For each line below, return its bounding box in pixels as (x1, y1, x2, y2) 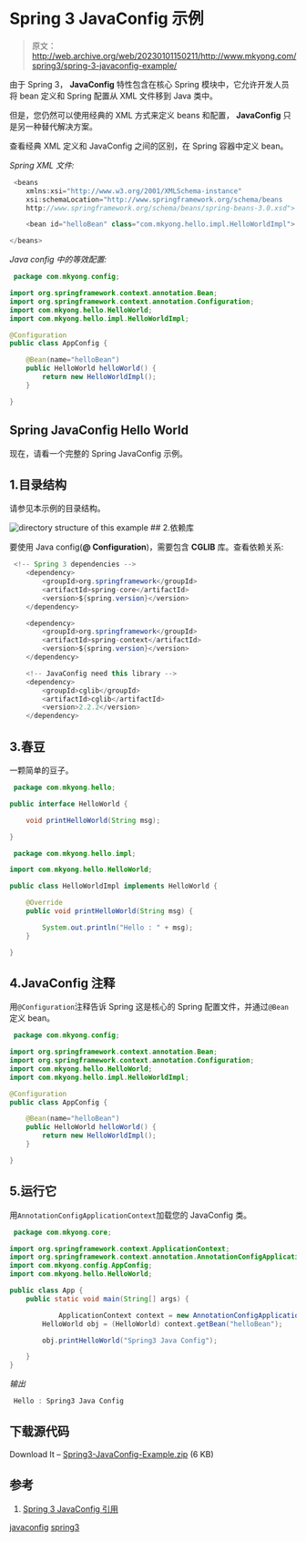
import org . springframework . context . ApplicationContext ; (9, 1244, 230, 1253)
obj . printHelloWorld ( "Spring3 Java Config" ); (42, 1336, 219, 1345)
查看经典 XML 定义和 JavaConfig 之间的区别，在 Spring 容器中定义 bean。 (9, 140, 289, 151)
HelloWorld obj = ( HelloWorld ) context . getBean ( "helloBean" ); (42, 1319, 283, 1329)
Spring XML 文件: (9, 159, 75, 170)
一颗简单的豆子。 (9, 765, 74, 776)
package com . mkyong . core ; (13, 1228, 112, 1237)
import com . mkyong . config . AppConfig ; (9, 1261, 153, 1270)
